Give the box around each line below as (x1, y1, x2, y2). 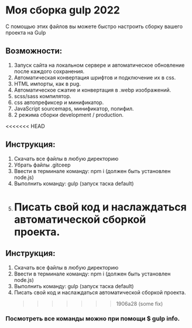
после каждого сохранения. (13, 68, 85, 75)
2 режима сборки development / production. (13, 111, 124, 118)
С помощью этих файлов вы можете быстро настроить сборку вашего (5, 23, 183, 30)
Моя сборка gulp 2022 (5, 4, 121, 17)
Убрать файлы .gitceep (13, 161, 71, 168)
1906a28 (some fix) (116, 300, 163, 307)
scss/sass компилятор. (13, 92, 71, 99)
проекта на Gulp (5, 29, 46, 36)
